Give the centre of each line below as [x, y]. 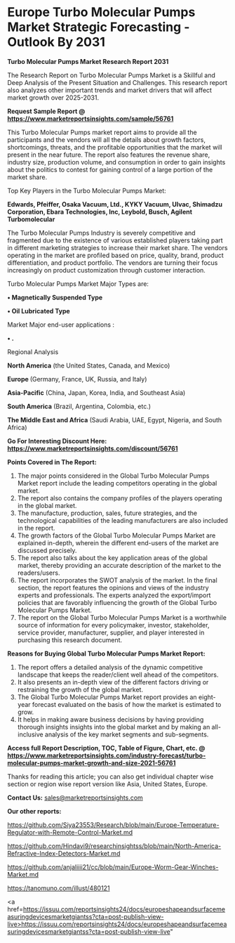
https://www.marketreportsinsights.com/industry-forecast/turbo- [107, 755]
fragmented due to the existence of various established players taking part [115, 240]
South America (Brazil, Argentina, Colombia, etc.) [79, 406]
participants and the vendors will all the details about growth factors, [106, 139]
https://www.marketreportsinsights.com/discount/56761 [93, 448]
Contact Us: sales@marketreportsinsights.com [75, 798]
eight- [207, 697]
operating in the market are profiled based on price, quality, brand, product [116, 255]
